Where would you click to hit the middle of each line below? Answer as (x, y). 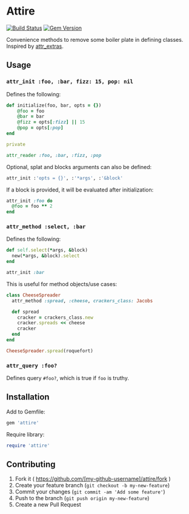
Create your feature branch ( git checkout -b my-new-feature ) (92, 486)
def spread (25, 312)
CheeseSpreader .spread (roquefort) (50, 351)
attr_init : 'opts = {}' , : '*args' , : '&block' (65, 178)
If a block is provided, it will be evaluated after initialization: (80, 190)
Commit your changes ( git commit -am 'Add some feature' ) (90, 492)
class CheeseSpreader (34, 295)
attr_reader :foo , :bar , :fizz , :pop (54, 155)
